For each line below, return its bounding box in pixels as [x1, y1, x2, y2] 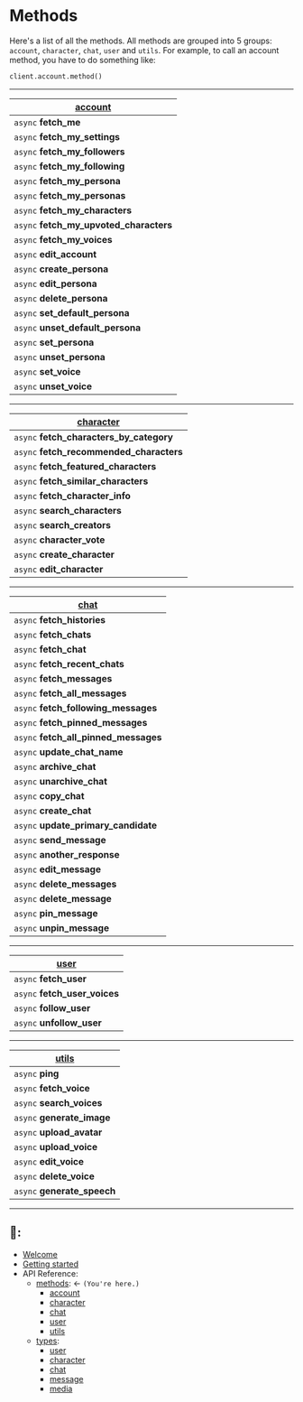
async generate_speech [14, 1184, 116, 1197]
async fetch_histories [14, 613, 106, 626]
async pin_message [14, 906, 98, 919]
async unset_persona [14, 350, 106, 363]
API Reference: [22, 1267, 78, 1278]
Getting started [22, 1258, 79, 1269]
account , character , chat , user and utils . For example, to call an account [9, 44, 280, 55]
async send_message [14, 833, 106, 846]
